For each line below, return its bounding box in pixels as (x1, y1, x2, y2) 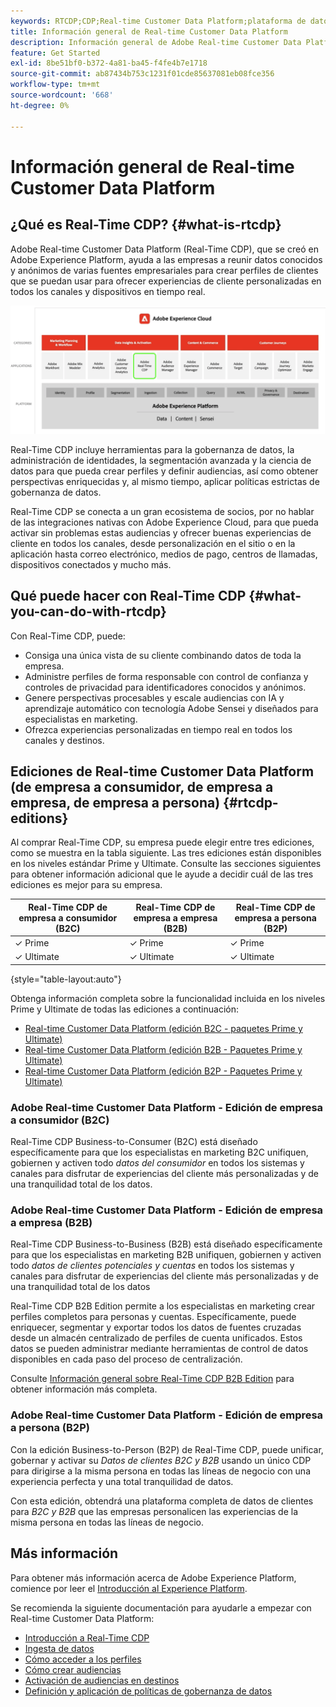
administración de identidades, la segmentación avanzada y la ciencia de (10, 454, 312, 466)
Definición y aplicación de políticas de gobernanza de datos (24, 1685, 273, 1697)
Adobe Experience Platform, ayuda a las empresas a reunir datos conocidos (10, 253, 323, 265)
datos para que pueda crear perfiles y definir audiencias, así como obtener (10, 465, 319, 477)
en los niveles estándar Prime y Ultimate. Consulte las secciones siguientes (10, 858, 322, 870)
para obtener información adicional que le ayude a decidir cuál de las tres (10, 868, 314, 880)
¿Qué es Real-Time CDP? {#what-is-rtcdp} (10, 216, 282, 234)
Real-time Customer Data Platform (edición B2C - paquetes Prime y (24, 1022, 303, 1034)
